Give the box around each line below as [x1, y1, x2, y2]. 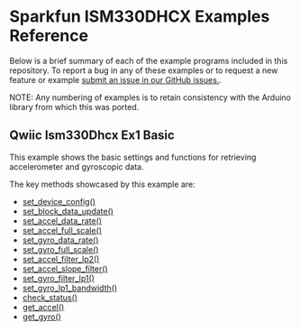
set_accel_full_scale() [22, 225, 102, 235]
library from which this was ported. [9, 101, 140, 112]
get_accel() [22, 301, 65, 312]
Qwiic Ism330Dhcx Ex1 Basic [9, 128, 176, 143]
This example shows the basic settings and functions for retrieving [9, 152, 257, 162]
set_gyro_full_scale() [22, 244, 99, 254]
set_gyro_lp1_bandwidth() [22, 282, 118, 293]
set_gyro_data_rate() [22, 234, 99, 245]
